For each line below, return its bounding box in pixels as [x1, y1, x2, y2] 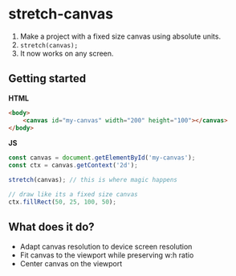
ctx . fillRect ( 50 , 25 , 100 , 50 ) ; [8, 198, 116, 206]
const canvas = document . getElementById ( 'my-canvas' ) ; [8, 154, 196, 162]
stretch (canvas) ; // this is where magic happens [8, 176, 178, 184]
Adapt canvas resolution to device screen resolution [19, 241, 193, 251]
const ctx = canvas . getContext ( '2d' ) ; [8, 162, 138, 170]
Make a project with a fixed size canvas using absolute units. [19, 31, 222, 41]
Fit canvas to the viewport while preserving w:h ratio [19, 250, 194, 260]
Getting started [8, 72, 87, 85]
